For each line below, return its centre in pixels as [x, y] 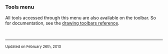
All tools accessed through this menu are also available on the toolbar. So [81, 18]
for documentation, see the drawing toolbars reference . [62, 23]
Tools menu [20, 7]
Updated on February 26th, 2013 [33, 47]
